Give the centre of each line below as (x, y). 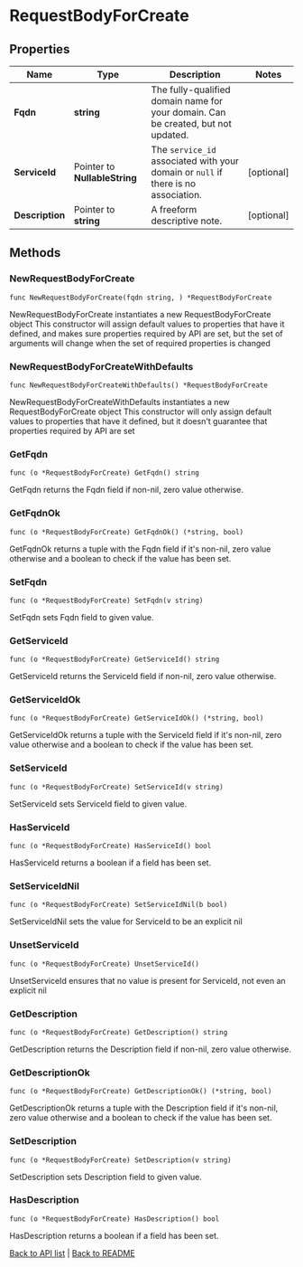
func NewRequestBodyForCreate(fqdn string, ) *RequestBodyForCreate (141, 298)
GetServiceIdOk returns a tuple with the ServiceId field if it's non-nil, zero (146, 735)
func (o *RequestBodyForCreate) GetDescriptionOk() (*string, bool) (141, 1092)
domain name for (187, 101)
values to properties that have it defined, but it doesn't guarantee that (138, 421)
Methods (35, 253)
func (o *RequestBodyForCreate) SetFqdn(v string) (106, 600)
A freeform (174, 209)
